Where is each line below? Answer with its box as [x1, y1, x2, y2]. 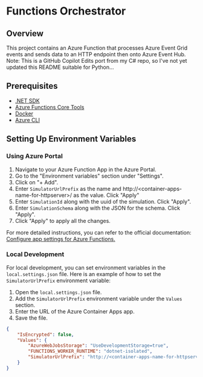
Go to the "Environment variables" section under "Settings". [14, 172, 164, 179]
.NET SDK [14, 97, 40, 104]
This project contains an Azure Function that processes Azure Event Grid [6, 44, 188, 51]
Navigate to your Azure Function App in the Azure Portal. [14, 166, 157, 173]
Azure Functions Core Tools [14, 103, 85, 111]
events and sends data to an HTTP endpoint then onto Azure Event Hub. [6, 51, 186, 58]
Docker [14, 110, 34, 117]
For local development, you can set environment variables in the [6, 264, 166, 271]
